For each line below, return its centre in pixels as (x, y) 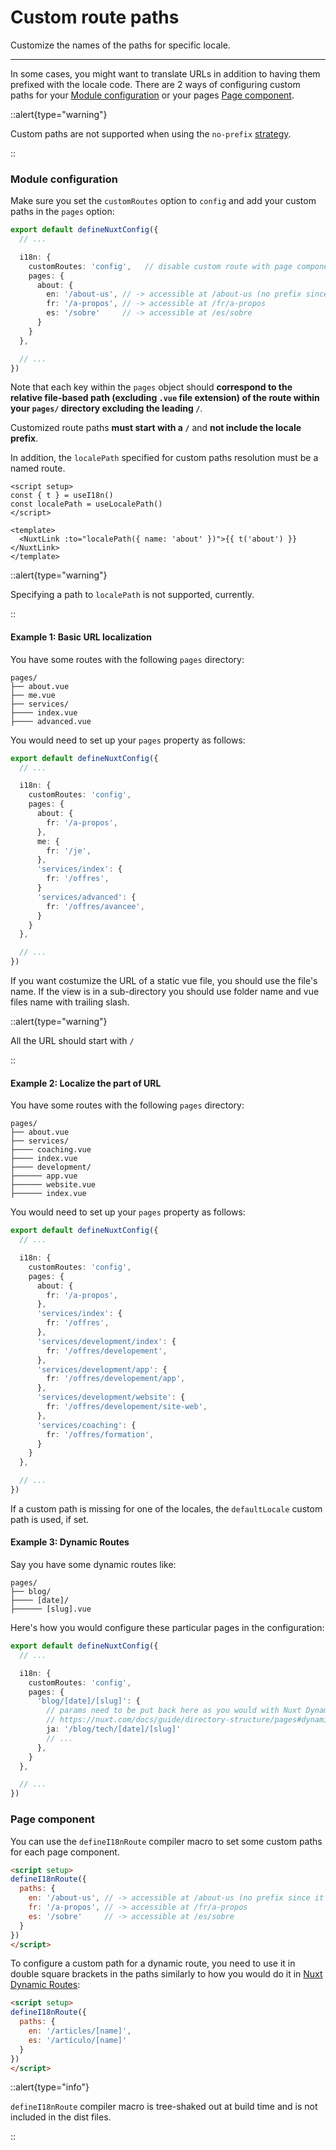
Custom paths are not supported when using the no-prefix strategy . (151, 133)
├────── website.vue (53, 1185)
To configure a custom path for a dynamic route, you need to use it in (153, 1963)
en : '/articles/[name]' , (80, 2031)
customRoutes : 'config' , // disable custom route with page (160, 266)
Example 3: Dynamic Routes (70, 1542)
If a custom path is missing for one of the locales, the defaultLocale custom (166, 1508)
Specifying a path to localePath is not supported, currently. (132, 595)
